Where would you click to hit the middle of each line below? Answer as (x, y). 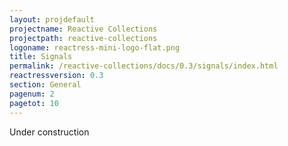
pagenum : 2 (32, 94)
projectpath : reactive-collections (83, 38)
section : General (45, 85)
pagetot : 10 (34, 103)
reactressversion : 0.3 (56, 76)
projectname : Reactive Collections (83, 29)
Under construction (49, 132)
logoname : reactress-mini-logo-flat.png (95, 47)
